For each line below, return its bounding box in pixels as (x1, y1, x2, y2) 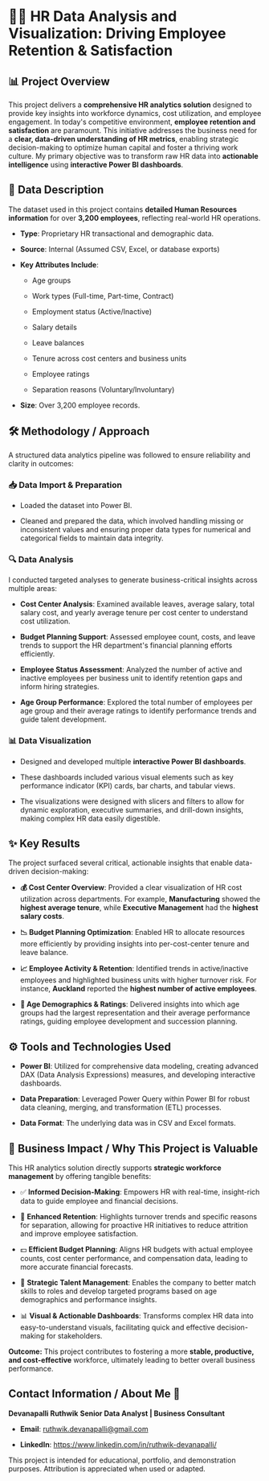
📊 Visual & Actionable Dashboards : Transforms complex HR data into (19, 1310, 255, 1320)
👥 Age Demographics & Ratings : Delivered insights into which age (19, 999, 240, 1009)
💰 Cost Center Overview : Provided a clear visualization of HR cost (19, 883, 243, 892)
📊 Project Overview (8, 74, 110, 88)
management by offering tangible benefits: (8, 1171, 151, 1181)
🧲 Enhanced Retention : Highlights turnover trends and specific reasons (19, 1211, 258, 1221)
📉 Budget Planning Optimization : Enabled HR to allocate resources (19, 928, 245, 937)
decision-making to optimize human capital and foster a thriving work (8, 143, 238, 152)
